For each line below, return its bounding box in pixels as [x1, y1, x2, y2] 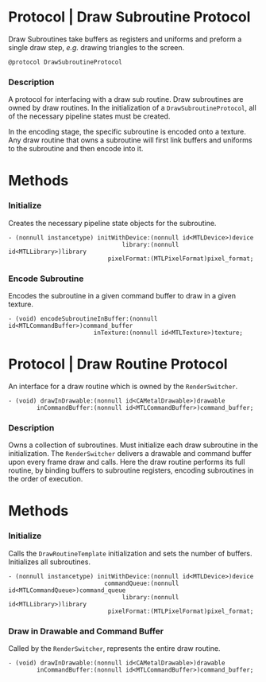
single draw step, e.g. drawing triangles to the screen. [8, 42, 185, 52]
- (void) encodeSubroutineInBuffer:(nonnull [8, 315, 158, 323]
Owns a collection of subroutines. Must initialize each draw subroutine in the [8, 440, 259, 450]
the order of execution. [8, 474, 83, 484]
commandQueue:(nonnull [104, 579, 179, 587]
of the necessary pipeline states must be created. [8, 111, 171, 121]
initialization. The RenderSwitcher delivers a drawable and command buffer [8, 449, 253, 458]
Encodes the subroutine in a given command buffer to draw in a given [8, 291, 237, 301]
